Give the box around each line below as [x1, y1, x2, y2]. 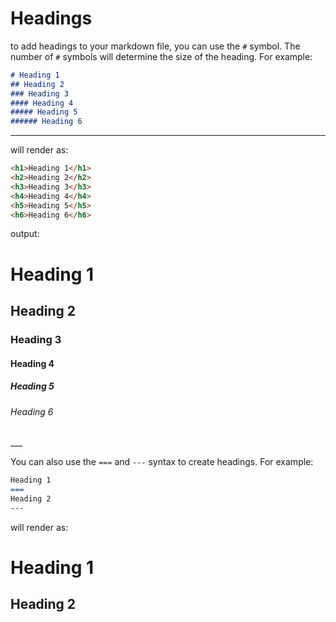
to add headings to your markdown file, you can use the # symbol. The [10, 40, 301, 52]
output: [10, 228, 40, 240]
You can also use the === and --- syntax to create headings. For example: [10, 456, 314, 468]
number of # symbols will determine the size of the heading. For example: [10, 50, 313, 62]
